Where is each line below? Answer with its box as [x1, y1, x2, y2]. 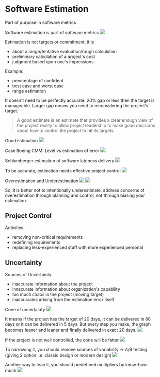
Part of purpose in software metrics [5, 19, 76, 25]
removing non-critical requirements [12, 234, 83, 240]
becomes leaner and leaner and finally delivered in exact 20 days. [5, 327, 137, 333]
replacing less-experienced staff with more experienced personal [12, 245, 143, 250]
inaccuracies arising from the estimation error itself [12, 296, 115, 302]
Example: [5, 68, 24, 74]
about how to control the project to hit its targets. [16, 128, 115, 133]
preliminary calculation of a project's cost [12, 54, 96, 59]
